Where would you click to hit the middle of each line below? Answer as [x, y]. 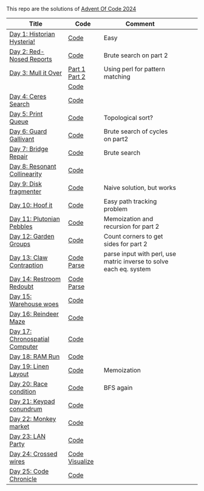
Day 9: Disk [26, 184]
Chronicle [23, 479]
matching [117, 77]
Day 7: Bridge [29, 149]
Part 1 [77, 69]
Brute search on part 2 [136, 55]
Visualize [81, 461]
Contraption [26, 265]
